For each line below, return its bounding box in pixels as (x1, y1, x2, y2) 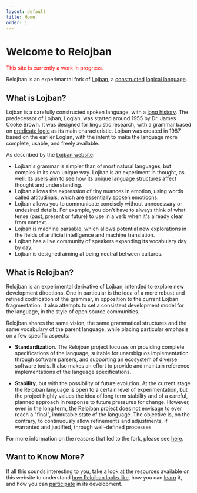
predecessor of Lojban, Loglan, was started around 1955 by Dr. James (6, 115, 176, 122)
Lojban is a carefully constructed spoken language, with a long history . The (6, 108, 188, 115)
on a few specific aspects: (6, 332, 70, 339)
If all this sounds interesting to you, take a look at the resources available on (6, 468, 190, 475)
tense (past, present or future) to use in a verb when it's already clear (14, 213, 183, 220)
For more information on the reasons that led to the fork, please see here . (6, 435, 184, 442)
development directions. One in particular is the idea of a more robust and (6, 289, 185, 296)
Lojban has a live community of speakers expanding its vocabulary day (14, 238, 187, 245)
